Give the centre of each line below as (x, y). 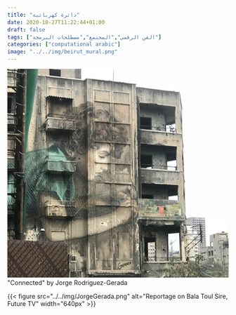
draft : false (26, 29)
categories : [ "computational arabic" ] (64, 45)
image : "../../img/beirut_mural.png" (63, 52)
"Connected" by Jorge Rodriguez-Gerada (67, 283)
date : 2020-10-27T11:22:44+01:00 (56, 22)
